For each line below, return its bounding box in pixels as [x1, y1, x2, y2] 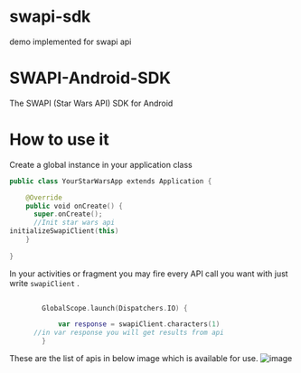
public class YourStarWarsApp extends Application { [9, 176, 212, 186]
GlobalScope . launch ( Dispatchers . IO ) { [42, 303, 188, 312]
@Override [25, 192, 63, 202]
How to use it [9, 129, 110, 150]
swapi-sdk [9, 6, 91, 27]
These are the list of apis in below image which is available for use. [9, 353, 259, 364]
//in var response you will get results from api [33, 328, 224, 338]
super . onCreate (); [33, 210, 103, 219]
